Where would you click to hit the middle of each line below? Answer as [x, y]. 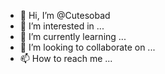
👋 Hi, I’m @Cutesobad [65, 15]
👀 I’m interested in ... [62, 26]
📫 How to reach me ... [66, 58]
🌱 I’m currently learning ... [73, 36]
